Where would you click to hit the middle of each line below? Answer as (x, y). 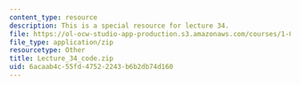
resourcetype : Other (48, 50)
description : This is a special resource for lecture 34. (119, 26)
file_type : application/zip (62, 42)
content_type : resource (54, 17)
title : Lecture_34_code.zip (62, 58)
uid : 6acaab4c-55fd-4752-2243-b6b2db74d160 (92, 67)
